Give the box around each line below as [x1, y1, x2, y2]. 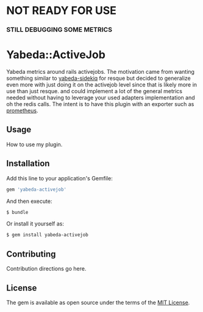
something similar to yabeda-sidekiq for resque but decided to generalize [6, 74, 191, 82]
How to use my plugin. [6, 141, 63, 148]
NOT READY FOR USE [6, 4, 117, 18]
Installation [6, 158, 50, 169]
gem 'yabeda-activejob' [6, 186, 67, 193]
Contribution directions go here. [6, 265, 87, 272]
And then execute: [6, 197, 52, 205]
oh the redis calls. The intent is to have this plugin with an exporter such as [6, 101, 194, 108]
